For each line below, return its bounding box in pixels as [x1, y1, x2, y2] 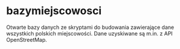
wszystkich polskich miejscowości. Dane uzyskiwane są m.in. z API [6, 30, 173, 37]
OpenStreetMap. [6, 36, 47, 43]
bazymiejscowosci [6, 4, 102, 18]
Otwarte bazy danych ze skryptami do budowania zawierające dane [6, 24, 175, 31]
